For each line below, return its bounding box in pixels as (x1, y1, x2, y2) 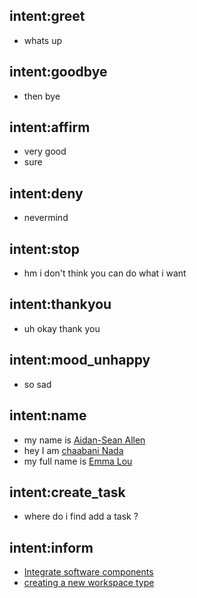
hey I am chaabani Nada (23, 444, 124, 456)
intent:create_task (9, 484, 126, 501)
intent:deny (9, 185, 84, 202)
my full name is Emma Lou (23, 455, 133, 467)
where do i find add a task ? (23, 510, 139, 523)
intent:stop (9, 240, 80, 258)
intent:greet (9, 8, 86, 25)
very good (23, 145, 67, 158)
